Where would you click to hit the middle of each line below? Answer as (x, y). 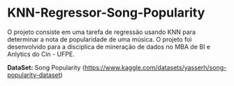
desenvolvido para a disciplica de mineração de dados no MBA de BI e (109, 46)
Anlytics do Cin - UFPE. (41, 54)
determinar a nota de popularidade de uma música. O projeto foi (100, 39)
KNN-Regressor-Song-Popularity (106, 13)
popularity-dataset (34, 75)
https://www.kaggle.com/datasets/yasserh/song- (155, 67)
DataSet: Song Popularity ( (46, 67)
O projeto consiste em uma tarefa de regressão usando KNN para (102, 32)
